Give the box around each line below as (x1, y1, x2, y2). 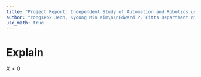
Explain (6, 45, 44, 59)
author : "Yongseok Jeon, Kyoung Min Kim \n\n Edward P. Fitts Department (6, 14, 188, 20)
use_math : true (6, 20, 44, 26)
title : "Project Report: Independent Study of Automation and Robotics (6, 8, 188, 15)
